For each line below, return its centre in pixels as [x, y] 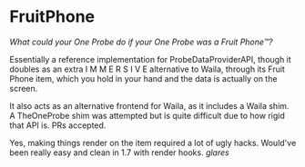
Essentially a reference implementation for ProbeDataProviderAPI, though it [150, 59]
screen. [24, 88]
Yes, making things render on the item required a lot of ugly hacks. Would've [153, 142]
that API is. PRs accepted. [58, 125]
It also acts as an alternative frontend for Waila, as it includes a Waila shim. [149, 105]
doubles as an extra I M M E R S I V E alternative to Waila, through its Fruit [147, 69]
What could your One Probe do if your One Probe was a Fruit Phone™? [141, 42]
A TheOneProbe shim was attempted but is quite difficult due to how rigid [147, 115]
